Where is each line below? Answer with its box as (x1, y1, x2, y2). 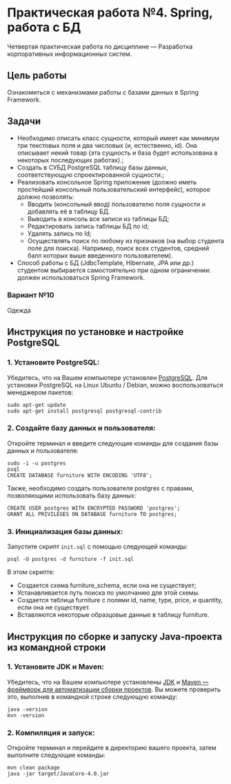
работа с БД (7, 19, 81, 35)
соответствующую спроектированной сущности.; (17, 171, 165, 179)
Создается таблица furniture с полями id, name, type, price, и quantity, (17, 596, 223, 604)
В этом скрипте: (7, 568, 55, 576)
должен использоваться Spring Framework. (17, 273, 145, 281)
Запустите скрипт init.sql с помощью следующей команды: (7, 542, 188, 551)
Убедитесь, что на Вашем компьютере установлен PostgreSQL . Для (7, 373, 208, 381)
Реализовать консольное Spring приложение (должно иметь (17, 178, 197, 186)
